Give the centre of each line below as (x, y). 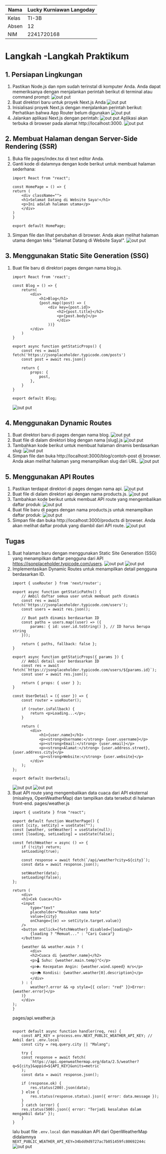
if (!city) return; (42, 847)
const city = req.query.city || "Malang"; (66, 1044)
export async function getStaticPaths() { (57, 592)
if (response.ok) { (42, 1084)
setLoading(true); (40, 852)
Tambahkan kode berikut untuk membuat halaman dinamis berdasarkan (85, 445)
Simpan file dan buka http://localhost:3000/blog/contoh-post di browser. (86, 456)
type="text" (43, 908)
